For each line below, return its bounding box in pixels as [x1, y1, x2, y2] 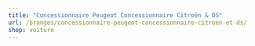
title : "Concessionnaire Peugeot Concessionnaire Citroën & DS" [8, 11, 223, 19]
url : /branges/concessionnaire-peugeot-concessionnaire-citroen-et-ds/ [8, 19, 247, 27]
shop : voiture [8, 26, 55, 34]
